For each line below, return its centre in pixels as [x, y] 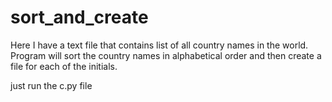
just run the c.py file [51, 85]
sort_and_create [79, 17]
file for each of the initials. [64, 66]
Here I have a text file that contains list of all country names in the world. [159, 45]
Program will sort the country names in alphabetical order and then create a [166, 55]
